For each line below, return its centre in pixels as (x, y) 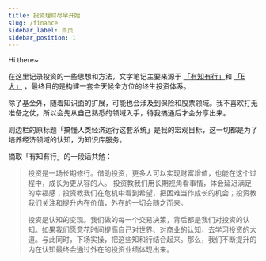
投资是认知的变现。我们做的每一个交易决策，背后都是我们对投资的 (135, 220)
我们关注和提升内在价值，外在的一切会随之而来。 (107, 203)
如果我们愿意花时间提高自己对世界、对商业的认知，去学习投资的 (146, 229)
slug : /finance (33, 23)
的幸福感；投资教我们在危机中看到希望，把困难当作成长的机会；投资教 (142, 193)
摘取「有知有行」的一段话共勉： (60, 157)
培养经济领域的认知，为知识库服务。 (67, 140)
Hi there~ (24, 60)
